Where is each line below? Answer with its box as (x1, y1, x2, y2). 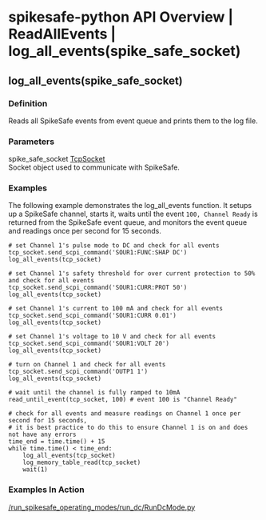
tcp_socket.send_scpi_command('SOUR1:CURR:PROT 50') (8, 284, 188, 292)
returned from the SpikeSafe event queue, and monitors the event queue (8, 218, 248, 227)
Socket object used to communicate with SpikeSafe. (8, 162, 180, 172)
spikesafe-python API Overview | (8, 8, 234, 26)
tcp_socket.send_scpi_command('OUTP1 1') (8, 368, 149, 376)
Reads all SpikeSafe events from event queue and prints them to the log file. (8, 116, 258, 126)
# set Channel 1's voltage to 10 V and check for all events (8, 333, 216, 341)
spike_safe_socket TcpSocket (8, 154, 105, 164)
